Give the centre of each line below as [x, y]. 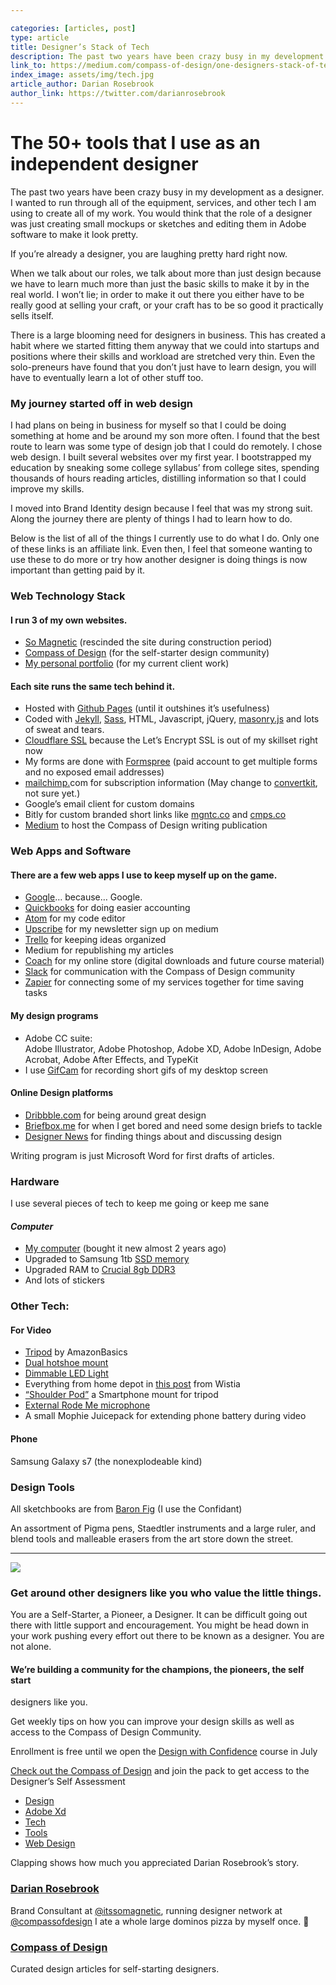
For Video [31, 1330]
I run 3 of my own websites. [69, 620]
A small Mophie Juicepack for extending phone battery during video [165, 1416]
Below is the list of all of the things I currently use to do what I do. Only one [165, 538]
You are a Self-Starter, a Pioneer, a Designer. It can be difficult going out [159, 1615]
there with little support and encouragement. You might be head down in [160, 1625]
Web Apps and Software [71, 851]
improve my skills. [47, 488]
